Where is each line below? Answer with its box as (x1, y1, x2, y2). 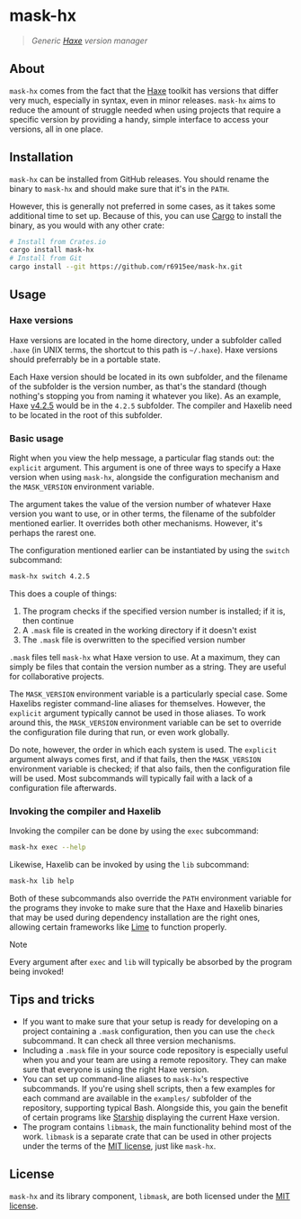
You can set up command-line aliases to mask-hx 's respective (22, 1073, 249, 1084)
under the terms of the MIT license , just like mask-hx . (22, 1141, 217, 1151)
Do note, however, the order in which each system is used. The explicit (9, 744, 278, 755)
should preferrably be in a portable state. (9, 353, 162, 365)
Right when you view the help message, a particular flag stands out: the (9, 452, 275, 464)
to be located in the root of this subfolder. (9, 409, 164, 420)
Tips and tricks (9, 992, 95, 1007)
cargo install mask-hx (9, 245, 94, 255)
